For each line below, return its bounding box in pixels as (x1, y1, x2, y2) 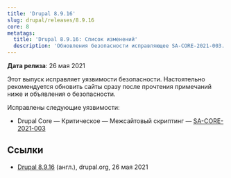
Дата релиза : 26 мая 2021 (7, 62, 85, 70)
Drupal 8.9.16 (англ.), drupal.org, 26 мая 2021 (17, 163, 148, 171)
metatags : (7, 29, 36, 37)
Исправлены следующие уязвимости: (7, 104, 120, 111)
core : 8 (7, 23, 30, 30)
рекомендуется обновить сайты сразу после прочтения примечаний (7, 83, 212, 90)
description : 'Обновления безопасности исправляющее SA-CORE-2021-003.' (13, 42, 228, 49)
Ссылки (7, 144, 44, 156)
